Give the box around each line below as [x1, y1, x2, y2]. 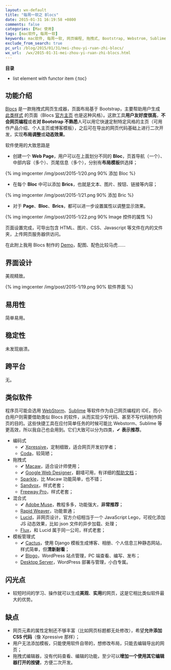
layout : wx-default [5, 7, 47, 13]
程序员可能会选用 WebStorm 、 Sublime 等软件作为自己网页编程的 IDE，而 [5, 408, 158, 414]
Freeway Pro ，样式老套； [20, 489, 74, 495]
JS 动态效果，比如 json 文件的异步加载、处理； [20, 521, 119, 527]
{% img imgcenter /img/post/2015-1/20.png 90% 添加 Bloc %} [5, 170, 136, 176]
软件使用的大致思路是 [5, 142, 50, 148]
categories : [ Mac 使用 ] [5, 27, 54, 32]
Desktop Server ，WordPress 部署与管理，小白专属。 [20, 559, 131, 565]
